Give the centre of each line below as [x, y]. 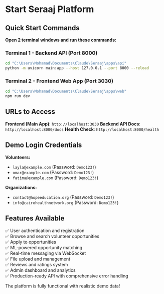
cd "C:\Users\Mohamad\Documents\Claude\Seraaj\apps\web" [66, 92]
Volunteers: [18, 157]
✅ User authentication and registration [45, 231]
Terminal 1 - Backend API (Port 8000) [51, 53]
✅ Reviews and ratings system [37, 264]
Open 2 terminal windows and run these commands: [61, 40]
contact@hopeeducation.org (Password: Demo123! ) [63, 197]
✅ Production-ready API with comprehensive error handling [67, 276]
